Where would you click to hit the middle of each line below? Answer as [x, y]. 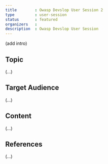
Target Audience [32, 88]
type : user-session [36, 15]
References [24, 144]
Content [19, 116]
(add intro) [16, 43]
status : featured [31, 19]
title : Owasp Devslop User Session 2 [54, 10]
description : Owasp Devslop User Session [52, 29]
